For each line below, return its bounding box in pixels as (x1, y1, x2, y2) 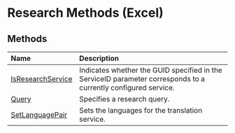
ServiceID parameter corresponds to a (79, 74, 205, 83)
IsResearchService (10, 74, 73, 83)
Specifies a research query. (79, 94, 170, 104)
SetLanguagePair (10, 110, 68, 120)
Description (79, 54, 120, 63)
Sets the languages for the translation (79, 106, 203, 115)
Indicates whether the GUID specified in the (79, 65, 222, 75)
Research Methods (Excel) (7, 5, 164, 21)
